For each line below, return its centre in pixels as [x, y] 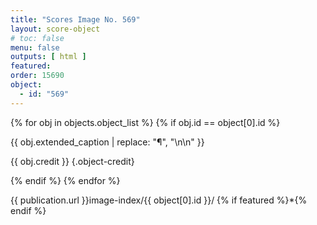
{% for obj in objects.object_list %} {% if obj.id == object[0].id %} [145, 122]
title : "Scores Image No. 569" [75, 19]
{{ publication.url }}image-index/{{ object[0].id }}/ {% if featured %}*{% [159, 200]
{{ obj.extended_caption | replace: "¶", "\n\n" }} [107, 142]
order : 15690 [37, 76]
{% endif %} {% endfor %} [65, 180]
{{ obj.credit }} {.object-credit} [72, 161]
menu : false [35, 47]
